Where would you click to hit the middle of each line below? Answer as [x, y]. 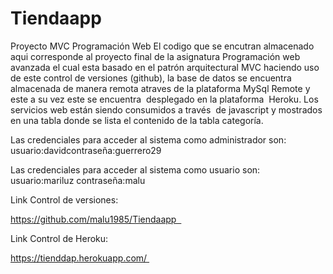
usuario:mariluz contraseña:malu [78, 180]
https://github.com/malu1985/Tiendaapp [93, 219]
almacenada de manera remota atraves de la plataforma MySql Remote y [160, 88]
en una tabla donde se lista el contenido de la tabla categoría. [137, 120]
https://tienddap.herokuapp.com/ [79, 258]
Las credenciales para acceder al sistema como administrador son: [148, 139]
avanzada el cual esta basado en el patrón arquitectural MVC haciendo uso [165, 67]
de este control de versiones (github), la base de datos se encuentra [151, 78]
